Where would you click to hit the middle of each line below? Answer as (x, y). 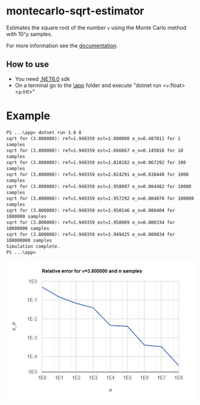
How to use (28, 64)
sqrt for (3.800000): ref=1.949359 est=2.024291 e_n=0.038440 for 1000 (97, 174)
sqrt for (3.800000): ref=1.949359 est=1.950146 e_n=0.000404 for (91, 210)
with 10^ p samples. (29, 34)
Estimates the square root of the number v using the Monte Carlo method (96, 28)
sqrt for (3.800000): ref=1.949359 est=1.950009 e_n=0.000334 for (91, 222)
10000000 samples (28, 228)
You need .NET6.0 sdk (42, 78)
